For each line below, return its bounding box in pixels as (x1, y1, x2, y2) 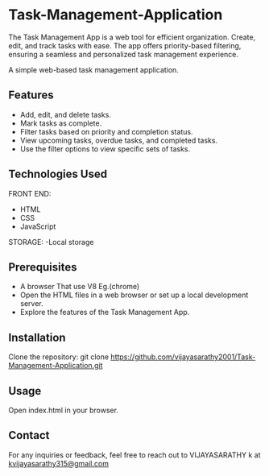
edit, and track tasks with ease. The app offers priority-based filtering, (8, 40, 242, 50)
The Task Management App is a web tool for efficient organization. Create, (8, 32, 256, 42)
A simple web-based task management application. (8, 64, 179, 74)
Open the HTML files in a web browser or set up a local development (19, 290, 249, 300)
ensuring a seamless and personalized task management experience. (8, 49, 239, 59)
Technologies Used (8, 168, 107, 181)
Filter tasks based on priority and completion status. (19, 126, 193, 136)
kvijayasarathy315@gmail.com (8, 458, 109, 468)
